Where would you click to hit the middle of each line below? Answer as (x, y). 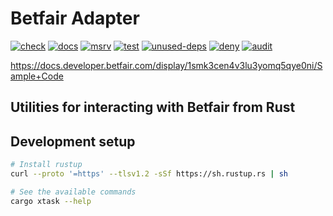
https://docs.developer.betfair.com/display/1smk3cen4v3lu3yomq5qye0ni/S (166, 65)
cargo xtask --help (51, 201)
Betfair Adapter (75, 18)
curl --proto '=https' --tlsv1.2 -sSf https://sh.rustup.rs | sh (149, 174)
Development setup (73, 141)
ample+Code (37, 76)
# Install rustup (46, 165)
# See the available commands (73, 192)
